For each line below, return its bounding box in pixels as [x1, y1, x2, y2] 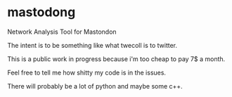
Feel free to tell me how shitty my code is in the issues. [7, 68, 167, 77]
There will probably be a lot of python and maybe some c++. [7, 82, 183, 90]
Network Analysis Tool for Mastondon [7, 27, 117, 36]
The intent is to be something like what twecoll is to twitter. [7, 41, 178, 49]
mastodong [7, 4, 76, 20]
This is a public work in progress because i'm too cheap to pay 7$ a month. [7, 54, 226, 63]
